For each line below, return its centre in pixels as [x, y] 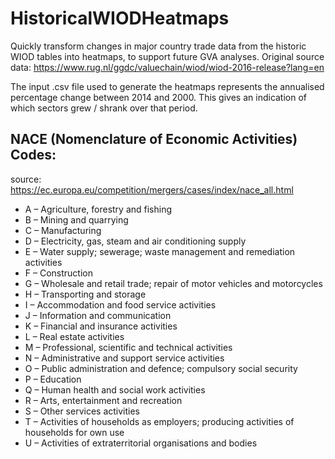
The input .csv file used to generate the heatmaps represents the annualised [167, 86]
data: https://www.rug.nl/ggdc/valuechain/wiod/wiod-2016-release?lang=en [167, 67]
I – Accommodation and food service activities [120, 304]
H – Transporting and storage [85, 294]
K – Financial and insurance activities [101, 326]
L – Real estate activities [74, 336]
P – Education [53, 379]
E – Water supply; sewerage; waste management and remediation [160, 251]
